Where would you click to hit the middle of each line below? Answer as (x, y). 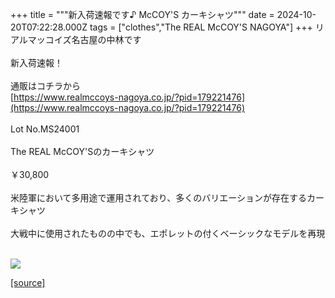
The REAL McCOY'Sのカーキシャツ (82, 151)
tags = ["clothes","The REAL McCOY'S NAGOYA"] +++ (201, 27)
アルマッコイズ (41, 39)
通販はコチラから (45, 86)
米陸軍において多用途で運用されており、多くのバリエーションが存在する (158, 197)
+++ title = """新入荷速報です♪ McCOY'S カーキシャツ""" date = (142, 14)
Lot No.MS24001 (45, 129)
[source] (28, 282)
